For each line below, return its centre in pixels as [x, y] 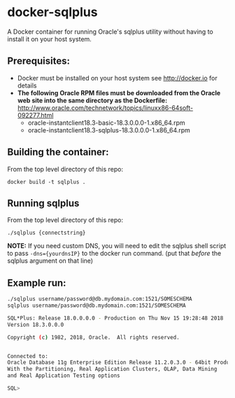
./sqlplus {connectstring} [47, 233]
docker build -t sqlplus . [47, 182]
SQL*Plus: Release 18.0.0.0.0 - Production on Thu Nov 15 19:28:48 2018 [115, 318]
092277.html [35, 115]
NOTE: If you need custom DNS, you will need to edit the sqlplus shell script [117, 246]
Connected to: [28, 356]
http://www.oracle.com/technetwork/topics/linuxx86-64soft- [105, 108]
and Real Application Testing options [64, 376]
